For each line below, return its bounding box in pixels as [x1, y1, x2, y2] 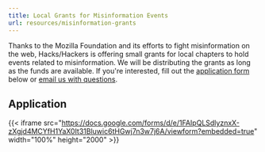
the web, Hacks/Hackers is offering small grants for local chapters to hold [8, 49, 249, 59]
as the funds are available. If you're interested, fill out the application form [8, 66, 250, 75]
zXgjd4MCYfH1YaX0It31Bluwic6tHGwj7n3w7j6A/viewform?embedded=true [8, 127, 255, 136]
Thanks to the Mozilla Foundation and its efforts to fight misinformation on [8, 40, 250, 50]
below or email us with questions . [8, 74, 117, 84]
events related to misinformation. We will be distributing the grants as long [8, 57, 252, 67]
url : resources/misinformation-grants [8, 19, 136, 27]
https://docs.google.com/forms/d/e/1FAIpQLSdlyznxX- [61, 118, 240, 127]
